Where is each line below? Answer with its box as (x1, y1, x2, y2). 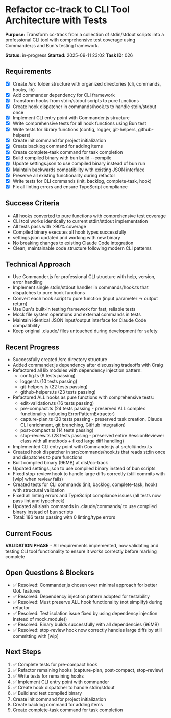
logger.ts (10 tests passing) (20, 378, 78, 385)
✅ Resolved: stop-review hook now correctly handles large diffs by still (12, 627, 162, 633)
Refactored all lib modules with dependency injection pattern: (12, 367, 142, 373)
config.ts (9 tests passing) (20, 373, 76, 379)
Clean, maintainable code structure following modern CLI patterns (12, 245, 152, 251)
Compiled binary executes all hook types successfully (12, 229, 127, 235)
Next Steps (5, 648, 41, 657)
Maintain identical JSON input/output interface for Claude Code (12, 317, 146, 323)
